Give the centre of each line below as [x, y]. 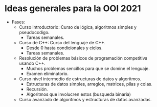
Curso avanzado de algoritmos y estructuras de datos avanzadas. [85, 99]
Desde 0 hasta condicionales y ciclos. [65, 48]
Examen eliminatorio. [47, 73]
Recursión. [37, 89]
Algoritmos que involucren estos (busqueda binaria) [78, 94]
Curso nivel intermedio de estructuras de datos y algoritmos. [80, 79]
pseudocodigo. [34, 32]
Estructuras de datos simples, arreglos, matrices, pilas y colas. [89, 84]
